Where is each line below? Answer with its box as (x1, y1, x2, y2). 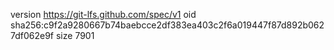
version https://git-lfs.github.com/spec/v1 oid (10, 9, 197, 20)
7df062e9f (10, 30, 55, 41)
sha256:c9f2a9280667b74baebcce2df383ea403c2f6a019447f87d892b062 (10, 19, 325, 31)
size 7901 (55, 30, 95, 41)
